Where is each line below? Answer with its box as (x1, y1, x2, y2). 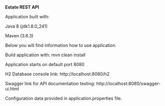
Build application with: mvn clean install (5, 52, 86, 58)
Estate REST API (5, 4, 40, 10)
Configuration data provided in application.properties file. (5, 96, 122, 101)
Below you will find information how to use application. (5, 42, 117, 48)
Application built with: (5, 14, 50, 19)
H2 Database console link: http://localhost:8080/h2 (5, 71, 110, 77)
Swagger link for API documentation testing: (5, 81, 96, 86)
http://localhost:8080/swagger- (96, 81, 161, 86)
